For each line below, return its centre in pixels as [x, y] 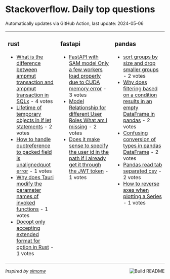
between [27, 69]
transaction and [35, 82]
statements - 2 [34, 126]
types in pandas [142, 146]
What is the [30, 57]
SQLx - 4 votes [35, 101]
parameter [29, 190]
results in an [138, 101]
